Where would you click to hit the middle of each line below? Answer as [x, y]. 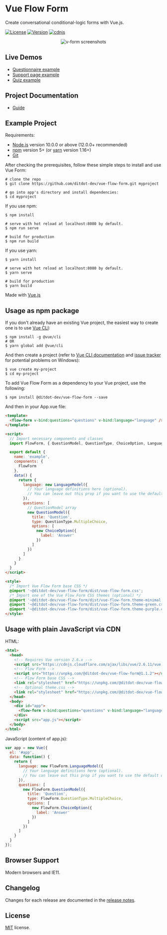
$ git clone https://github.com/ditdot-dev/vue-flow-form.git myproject [82, 184]
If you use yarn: [21, 251]
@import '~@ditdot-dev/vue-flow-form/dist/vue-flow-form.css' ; [76, 591]
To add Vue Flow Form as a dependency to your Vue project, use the [76, 383]
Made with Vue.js [23, 295]
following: [15, 388]
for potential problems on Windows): [42, 360]
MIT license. [18, 928]
